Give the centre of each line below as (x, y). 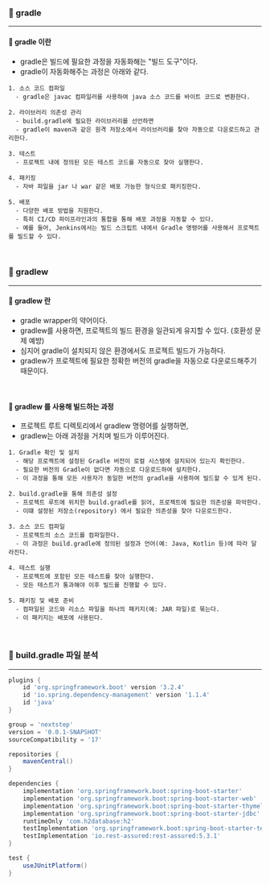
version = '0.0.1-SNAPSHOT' (55, 732)
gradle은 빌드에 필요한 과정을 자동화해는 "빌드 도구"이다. (109, 61)
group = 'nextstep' (41, 725)
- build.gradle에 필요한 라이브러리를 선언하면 (85, 121)
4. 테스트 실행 (29, 568)
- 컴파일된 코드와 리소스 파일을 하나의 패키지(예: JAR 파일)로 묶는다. (118, 609)
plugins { (25, 680)
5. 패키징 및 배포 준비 (41, 601)
